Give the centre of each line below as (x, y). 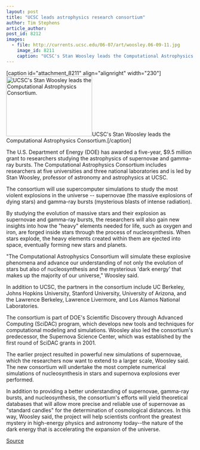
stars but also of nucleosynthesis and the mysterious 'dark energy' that (94, 269)
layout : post (22, 12)
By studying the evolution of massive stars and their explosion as (86, 213)
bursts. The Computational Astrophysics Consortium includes (91, 165)
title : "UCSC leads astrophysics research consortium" (76, 17)
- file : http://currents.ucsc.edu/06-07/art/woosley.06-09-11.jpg (96, 45)
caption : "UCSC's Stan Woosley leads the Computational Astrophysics (105, 56)
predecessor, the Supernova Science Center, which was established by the (99, 336)
